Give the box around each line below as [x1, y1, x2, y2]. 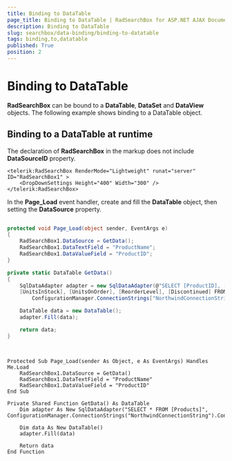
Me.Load [7, 364, 30, 371]
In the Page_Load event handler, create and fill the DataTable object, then [7, 197, 217, 206]
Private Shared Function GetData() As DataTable [7, 400, 150, 407]
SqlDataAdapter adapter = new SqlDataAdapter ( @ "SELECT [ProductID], [19, 282, 221, 289]
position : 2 [7, 49, 41, 56]
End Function [7, 448, 45, 455]
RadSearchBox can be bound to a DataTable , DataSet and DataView [7, 101, 204, 109]
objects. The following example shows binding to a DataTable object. [7, 108, 202, 117]
